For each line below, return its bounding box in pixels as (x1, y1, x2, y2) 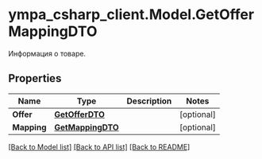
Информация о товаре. (8, 48, 86, 58)
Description (126, 95, 172, 107)
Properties (8, 72, 62, 85)
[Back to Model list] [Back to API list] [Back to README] (8, 142, 191, 152)
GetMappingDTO (54, 122, 119, 133)
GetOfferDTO (54, 109, 106, 120)
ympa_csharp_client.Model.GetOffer (8, 6, 255, 24)
